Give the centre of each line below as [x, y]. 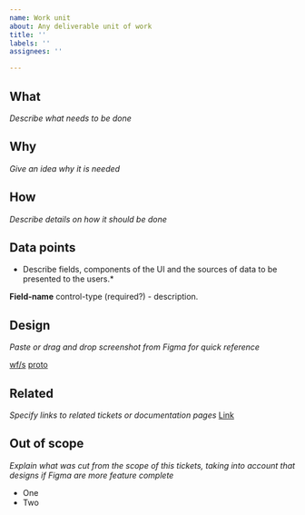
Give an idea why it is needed [65, 168]
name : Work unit [40, 18]
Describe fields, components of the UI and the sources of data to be [150, 270]
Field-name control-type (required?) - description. [104, 297]
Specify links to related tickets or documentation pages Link [122, 415]
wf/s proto [29, 365]
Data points [43, 248]
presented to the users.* [68, 279]
